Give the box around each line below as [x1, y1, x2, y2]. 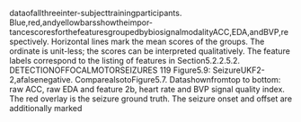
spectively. [9, 36, 49, 47]
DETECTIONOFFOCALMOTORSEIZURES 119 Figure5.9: [9, 65, 211, 75]
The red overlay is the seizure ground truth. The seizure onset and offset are [9, 93, 293, 104]
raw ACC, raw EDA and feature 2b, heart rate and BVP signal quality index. [9, 84, 286, 94]
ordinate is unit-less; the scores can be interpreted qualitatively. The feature [9, 46, 290, 57]
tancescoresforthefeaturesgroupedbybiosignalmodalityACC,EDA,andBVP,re [9, 27, 289, 37]
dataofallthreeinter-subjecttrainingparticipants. [9, 8, 182, 18]
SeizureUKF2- [212, 65, 265, 75]
